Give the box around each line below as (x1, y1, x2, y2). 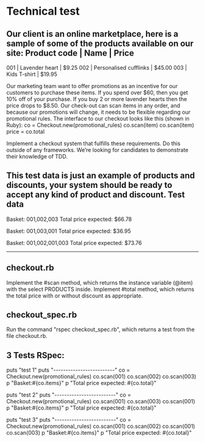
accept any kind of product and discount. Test (6, 190, 185, 200)
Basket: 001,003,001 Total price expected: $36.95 (6, 227, 131, 234)
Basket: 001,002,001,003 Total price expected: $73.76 (6, 239, 142, 246)
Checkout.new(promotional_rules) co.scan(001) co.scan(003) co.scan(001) (6, 398, 195, 405)
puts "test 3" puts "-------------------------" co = (6, 416, 131, 424)
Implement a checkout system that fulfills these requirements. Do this (6, 140, 181, 147)
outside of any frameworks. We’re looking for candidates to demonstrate (6, 146, 189, 154)
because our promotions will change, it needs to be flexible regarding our (6, 108, 191, 116)
